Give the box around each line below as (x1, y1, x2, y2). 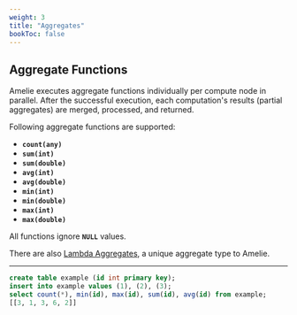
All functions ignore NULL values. (9, 231, 126, 242)
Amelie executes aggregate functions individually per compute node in (9, 86, 267, 96)
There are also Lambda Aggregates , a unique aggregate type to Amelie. (9, 249, 270, 259)
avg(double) (21, 178, 66, 187)
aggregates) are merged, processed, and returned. (9, 104, 194, 115)
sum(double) (21, 159, 66, 168)
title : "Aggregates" (9, 21, 86, 30)
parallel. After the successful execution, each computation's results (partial (9, 95, 283, 106)
